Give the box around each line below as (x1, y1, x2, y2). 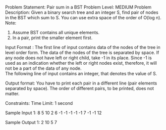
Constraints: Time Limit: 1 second (5, 100, 73, 106)
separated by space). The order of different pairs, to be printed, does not (5, 86, 154, 91)
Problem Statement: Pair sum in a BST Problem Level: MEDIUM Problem (5, 4, 152, 10)
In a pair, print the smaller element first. (12, 35, 93, 41)
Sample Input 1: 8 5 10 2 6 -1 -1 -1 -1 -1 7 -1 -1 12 (5, 110, 102, 116)
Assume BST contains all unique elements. (12, 30, 100, 35)
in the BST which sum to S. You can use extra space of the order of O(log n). (5, 15, 162, 20)
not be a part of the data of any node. (5, 65, 82, 71)
